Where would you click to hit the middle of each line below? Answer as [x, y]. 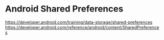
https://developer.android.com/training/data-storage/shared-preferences [79, 22]
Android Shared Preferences [64, 9]
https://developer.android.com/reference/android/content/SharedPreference [82, 27]
